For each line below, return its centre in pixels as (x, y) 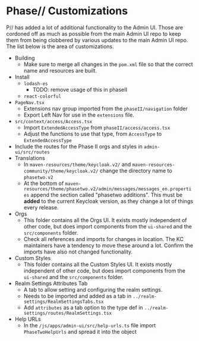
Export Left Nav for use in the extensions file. (79, 115)
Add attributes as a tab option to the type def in (83, 307)
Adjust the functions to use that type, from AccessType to (93, 134)
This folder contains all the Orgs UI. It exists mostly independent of (105, 220)
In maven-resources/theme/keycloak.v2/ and (77, 164)
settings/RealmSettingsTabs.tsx (64, 302)
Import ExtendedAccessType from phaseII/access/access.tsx (97, 127)
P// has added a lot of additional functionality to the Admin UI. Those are (94, 27)
